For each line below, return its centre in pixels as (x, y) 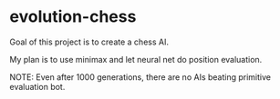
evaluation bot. (37, 86)
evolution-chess (73, 17)
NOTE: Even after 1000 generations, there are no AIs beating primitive (140, 77)
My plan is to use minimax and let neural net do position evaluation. (136, 59)
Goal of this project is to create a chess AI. (89, 42)
